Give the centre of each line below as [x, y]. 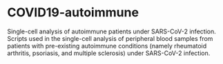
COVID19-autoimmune [73, 13]
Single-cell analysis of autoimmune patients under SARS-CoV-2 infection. [111, 31]
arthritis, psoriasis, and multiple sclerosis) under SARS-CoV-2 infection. [109, 53]
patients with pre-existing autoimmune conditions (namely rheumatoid [107, 46]
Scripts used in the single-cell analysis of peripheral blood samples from [110, 38]
